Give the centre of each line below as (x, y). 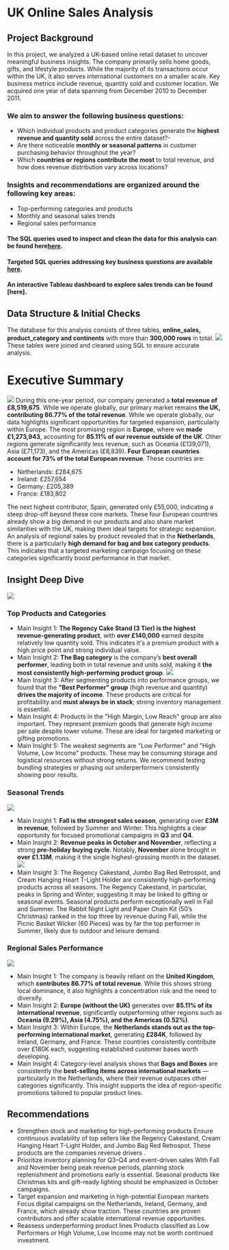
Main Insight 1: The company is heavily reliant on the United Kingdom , (116, 976)
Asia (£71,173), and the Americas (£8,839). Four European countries (103, 451)
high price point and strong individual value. (79, 650)
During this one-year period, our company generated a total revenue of (116, 400)
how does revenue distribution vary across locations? (92, 167)
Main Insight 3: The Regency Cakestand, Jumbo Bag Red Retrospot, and (119, 872)
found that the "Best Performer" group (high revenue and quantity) (112, 688)
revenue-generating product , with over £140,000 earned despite (110, 636)
